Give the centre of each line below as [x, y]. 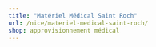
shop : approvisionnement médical [64, 30]
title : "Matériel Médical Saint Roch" [73, 16]
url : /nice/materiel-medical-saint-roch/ [78, 23]
